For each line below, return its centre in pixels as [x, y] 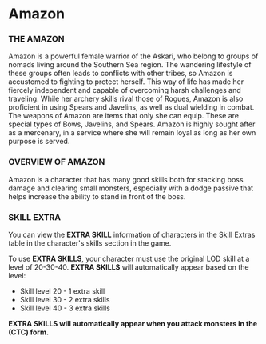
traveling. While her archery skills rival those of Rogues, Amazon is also [126, 99]
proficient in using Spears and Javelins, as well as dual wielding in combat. [131, 107]
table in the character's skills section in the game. [90, 243]
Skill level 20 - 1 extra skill [62, 291]
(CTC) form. [29, 332]
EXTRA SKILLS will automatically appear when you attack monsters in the [133, 324]
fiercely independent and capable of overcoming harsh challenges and [125, 90]
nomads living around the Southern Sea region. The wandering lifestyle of [130, 65]
